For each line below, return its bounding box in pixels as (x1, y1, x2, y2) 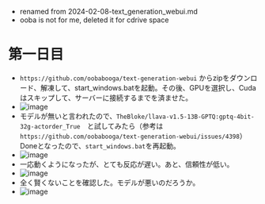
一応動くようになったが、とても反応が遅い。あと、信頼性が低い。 (19, 159, 234, 169)
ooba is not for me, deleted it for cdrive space (19, 15, 169, 25)
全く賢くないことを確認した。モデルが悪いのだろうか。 (19, 178, 200, 187)
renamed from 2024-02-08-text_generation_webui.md (19, 7, 198, 16)
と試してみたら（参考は (86, 121, 164, 130)
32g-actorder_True (19, 122, 81, 130)
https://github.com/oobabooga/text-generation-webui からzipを (19, 73, 230, 83)
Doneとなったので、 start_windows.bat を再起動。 (19, 140, 180, 150)
